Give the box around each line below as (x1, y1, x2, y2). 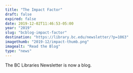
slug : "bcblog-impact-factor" (5, 30, 67, 35)
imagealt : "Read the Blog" (5, 44, 61, 49)
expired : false (5, 16, 36, 21)
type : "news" (5, 48, 32, 53)
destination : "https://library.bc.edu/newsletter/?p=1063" (5, 35, 129, 40)
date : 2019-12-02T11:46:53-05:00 (5, 21, 74, 26)
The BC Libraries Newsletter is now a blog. (5, 62, 92, 68)
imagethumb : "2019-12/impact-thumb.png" (5, 39, 90, 44)
